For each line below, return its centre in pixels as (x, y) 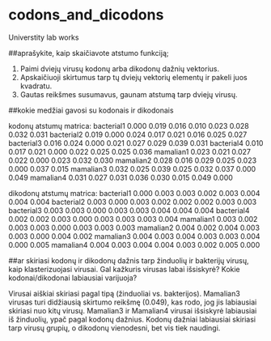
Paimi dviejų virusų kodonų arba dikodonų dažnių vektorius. (120, 68)
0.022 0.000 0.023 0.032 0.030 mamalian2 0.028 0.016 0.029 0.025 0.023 (133, 160)
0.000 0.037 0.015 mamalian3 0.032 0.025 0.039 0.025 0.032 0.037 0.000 (132, 168)
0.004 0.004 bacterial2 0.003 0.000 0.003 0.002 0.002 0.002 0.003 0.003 (133, 202)
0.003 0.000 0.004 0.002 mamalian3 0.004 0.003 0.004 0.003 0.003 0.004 (134, 236)
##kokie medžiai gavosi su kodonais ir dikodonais (91, 110)
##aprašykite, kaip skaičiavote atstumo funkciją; (89, 53)
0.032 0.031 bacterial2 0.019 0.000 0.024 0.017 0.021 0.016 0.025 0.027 (128, 134)
